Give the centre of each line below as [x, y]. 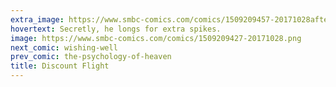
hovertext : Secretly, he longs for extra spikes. [116, 29]
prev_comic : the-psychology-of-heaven [91, 57]
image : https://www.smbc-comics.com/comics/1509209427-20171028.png [156, 38]
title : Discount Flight [60, 66]
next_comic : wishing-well [64, 47]
